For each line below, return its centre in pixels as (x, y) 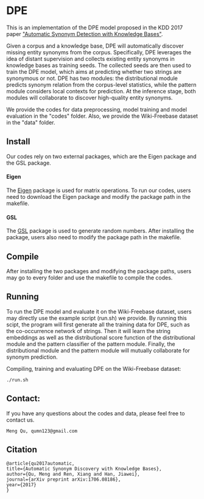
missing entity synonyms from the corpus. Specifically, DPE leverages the (99, 52)
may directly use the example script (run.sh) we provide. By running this (97, 318)
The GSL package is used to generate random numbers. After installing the (100, 231)
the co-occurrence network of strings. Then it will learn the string (88, 331)
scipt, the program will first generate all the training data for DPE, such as (98, 325)
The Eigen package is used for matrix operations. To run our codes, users (99, 190)
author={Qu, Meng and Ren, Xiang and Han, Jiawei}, (73, 474)
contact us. (20, 420)
